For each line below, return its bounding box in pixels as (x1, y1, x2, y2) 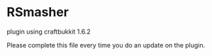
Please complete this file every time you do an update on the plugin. (6, 41, 206, 49)
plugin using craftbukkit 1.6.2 (6, 27, 91, 36)
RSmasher (6, 4, 69, 20)
